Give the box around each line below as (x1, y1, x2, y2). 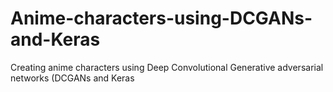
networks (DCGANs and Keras (10, 72, 135, 84)
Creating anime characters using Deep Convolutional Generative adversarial (10, 61, 324, 73)
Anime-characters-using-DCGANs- (10, 7, 313, 30)
